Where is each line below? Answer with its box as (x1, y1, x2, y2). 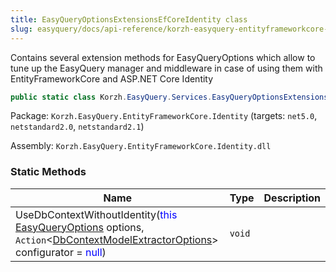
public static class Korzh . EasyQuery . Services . (10, 92, 213, 102)
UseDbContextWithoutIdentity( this (15, 207, 178, 221)
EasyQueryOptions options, (15, 220, 145, 234)
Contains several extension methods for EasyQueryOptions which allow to (10, 51, 316, 63)
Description (263, 191, 321, 205)
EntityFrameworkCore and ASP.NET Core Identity (10, 72, 214, 85)
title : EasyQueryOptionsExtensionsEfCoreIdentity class (10, 14, 248, 25)
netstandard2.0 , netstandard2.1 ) (10, 121, 145, 133)
